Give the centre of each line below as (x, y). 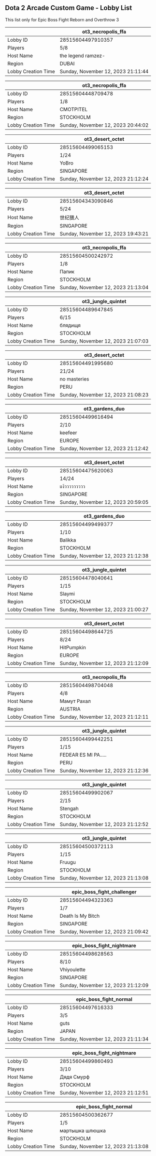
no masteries (74, 379)
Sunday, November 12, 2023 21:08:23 (104, 395)
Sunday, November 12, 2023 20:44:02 (104, 125)
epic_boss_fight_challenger (104, 892)
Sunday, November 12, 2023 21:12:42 (104, 448)
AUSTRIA (70, 709)
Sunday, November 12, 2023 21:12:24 (104, 179)
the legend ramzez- (82, 55)
